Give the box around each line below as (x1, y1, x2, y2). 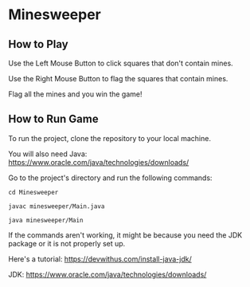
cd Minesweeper (8, 188, 59, 196)
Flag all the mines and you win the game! (8, 89, 143, 99)
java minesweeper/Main (8, 216, 84, 224)
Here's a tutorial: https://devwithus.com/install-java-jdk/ (8, 254, 193, 264)
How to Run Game (8, 112, 99, 126)
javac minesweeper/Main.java (8, 202, 105, 210)
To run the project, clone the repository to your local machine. (8, 133, 211, 143)
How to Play (8, 37, 69, 51)
